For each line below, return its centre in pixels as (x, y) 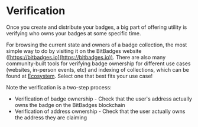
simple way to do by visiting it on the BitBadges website (74, 51)
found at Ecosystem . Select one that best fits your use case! (79, 76)
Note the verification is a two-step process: (59, 87)
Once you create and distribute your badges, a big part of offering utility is (97, 27)
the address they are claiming (51, 117)
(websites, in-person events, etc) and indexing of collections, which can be (98, 69)
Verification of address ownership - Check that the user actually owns (100, 111)
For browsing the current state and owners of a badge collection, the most (97, 45)
